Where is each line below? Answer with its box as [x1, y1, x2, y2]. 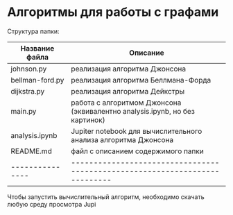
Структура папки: [7, 27, 60, 35]
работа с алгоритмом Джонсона [71, 98, 182, 108]
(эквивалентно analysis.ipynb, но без [71, 106, 196, 116]
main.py [10, 106, 37, 116]
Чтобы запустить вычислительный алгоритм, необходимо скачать [7, 192, 205, 201]
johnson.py [10, 64, 47, 74]
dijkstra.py [10, 86, 45, 96]
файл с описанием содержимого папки [71, 146, 205, 156]
